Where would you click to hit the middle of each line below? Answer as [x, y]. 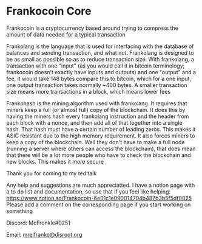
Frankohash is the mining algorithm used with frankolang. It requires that [97, 103]
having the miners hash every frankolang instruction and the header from [98, 116]
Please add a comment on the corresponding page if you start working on [99, 204]
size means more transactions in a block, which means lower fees [89, 91]
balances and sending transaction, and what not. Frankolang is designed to [100, 52]
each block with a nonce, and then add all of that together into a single [95, 122]
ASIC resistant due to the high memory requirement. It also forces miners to [101, 136]
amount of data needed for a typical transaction [66, 34]
